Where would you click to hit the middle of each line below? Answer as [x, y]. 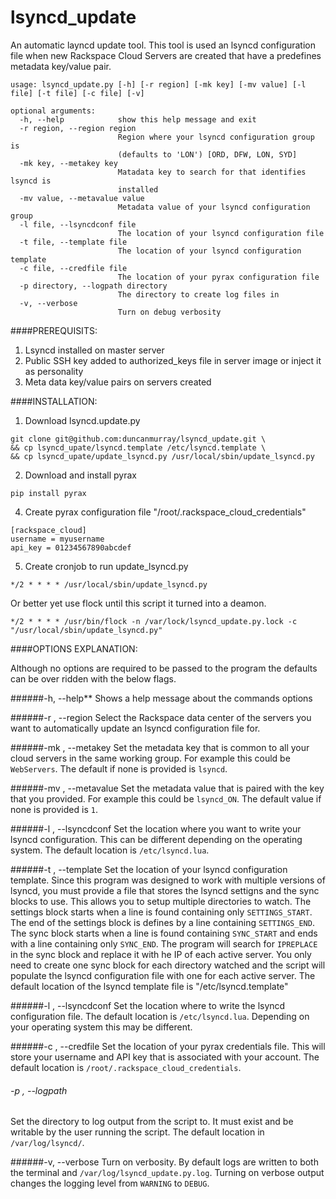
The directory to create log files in [198, 294]
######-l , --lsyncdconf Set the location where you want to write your [156, 828]
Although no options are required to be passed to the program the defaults [164, 668]
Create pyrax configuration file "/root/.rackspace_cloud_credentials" [165, 512]
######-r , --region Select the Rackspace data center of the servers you [161, 717]
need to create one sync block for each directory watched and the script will [168, 965]
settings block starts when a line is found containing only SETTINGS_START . [161, 912]
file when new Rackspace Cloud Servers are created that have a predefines [166, 55]
